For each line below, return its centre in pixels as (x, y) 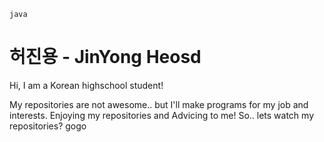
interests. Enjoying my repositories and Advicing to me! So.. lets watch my (162, 115)
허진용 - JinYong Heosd (105, 57)
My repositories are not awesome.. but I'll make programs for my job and (159, 104)
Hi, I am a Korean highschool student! (86, 85)
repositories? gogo (48, 126)
